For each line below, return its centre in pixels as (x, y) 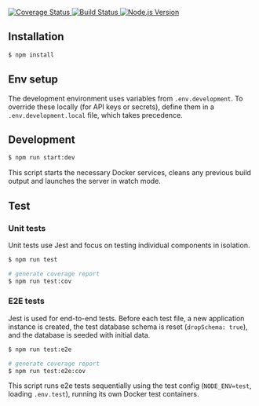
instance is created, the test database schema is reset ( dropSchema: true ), (128, 327)
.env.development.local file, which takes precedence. (95, 115)
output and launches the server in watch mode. (84, 181)
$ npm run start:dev (42, 158)
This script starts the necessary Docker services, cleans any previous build (129, 173)
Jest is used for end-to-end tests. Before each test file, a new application (126, 318)
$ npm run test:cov (40, 281)
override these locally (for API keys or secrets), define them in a (111, 107)
